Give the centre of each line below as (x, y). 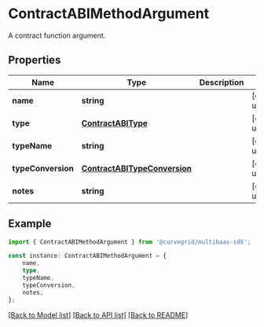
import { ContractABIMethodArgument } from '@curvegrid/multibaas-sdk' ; (130, 242)
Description (222, 82)
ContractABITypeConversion (137, 168)
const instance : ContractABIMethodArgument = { (88, 256)
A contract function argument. (57, 35)
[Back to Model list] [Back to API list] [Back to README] (98, 314)
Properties (35, 60)
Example (30, 224)
